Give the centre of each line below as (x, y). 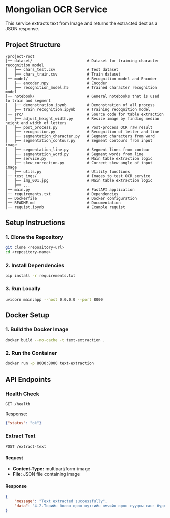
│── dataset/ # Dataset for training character (82, 61)
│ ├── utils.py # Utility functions (68, 172)
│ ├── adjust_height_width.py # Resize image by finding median (82, 118)
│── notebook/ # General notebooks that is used (82, 96)
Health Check (22, 394)
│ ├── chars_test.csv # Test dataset (62, 69)
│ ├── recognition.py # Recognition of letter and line (82, 132)
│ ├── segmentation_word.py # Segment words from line (74, 154)
